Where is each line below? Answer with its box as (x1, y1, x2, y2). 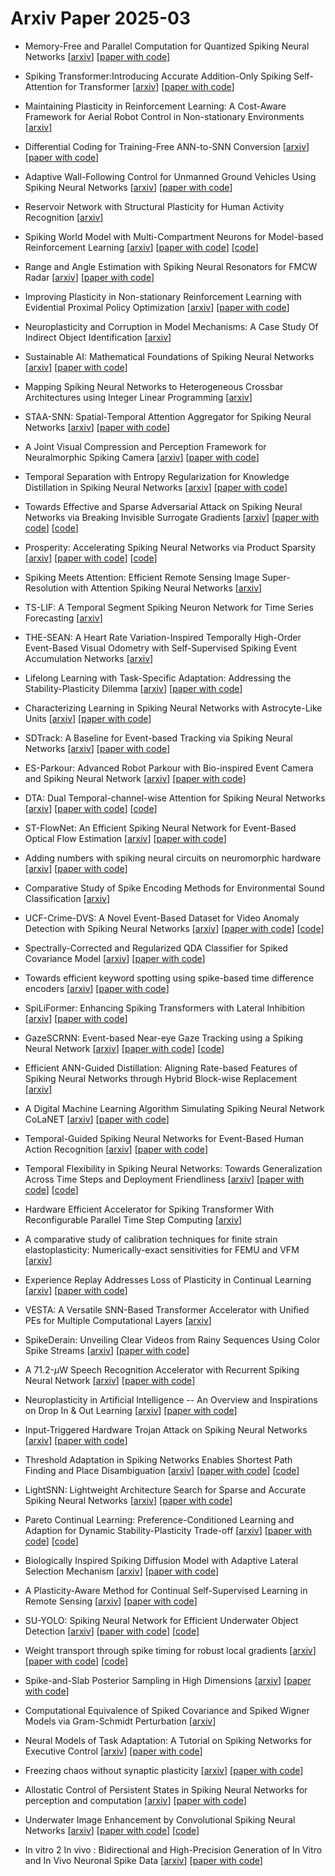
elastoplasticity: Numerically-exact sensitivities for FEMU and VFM (24, 1243, 300, 1256)
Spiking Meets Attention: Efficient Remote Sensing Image (24, 571, 260, 583)
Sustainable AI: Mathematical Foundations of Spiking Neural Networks (24, 350, 315, 362)
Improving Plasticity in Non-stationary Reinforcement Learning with (24, 290, 303, 302)
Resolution (24, 582, 69, 594)
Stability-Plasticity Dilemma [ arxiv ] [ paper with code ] (24, 682, 243, 694)
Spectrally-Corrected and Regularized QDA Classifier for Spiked (24, 942, 288, 954)
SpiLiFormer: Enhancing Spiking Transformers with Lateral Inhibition (24, 1002, 305, 1014)
